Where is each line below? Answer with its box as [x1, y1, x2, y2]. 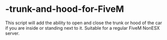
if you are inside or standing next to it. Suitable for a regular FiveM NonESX [5, 25, 160, 31]
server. [5, 30, 20, 36]
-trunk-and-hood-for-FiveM [5, 3, 124, 15]
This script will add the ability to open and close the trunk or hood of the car [5, 20, 162, 26]
